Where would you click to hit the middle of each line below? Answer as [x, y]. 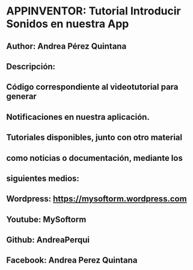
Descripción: [31, 67]
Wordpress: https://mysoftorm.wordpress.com [97, 199]
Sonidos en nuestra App [68, 24]
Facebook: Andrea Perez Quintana [72, 260]
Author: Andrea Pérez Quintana [66, 46]
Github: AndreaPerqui [48, 240]
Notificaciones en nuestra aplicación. [78, 117]
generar [22, 97]
